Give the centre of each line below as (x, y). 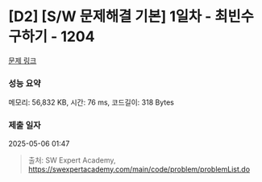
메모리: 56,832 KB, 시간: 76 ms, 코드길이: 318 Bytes (91, 102)
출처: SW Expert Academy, (72, 160)
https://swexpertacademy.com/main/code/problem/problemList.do (139, 169)
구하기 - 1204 (52, 37)
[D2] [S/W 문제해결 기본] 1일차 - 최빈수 (131, 17)
